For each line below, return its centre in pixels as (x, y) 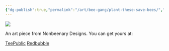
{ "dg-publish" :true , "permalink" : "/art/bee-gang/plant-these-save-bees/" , (84, 10)
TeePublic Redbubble (27, 43)
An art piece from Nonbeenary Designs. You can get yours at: (69, 33)
